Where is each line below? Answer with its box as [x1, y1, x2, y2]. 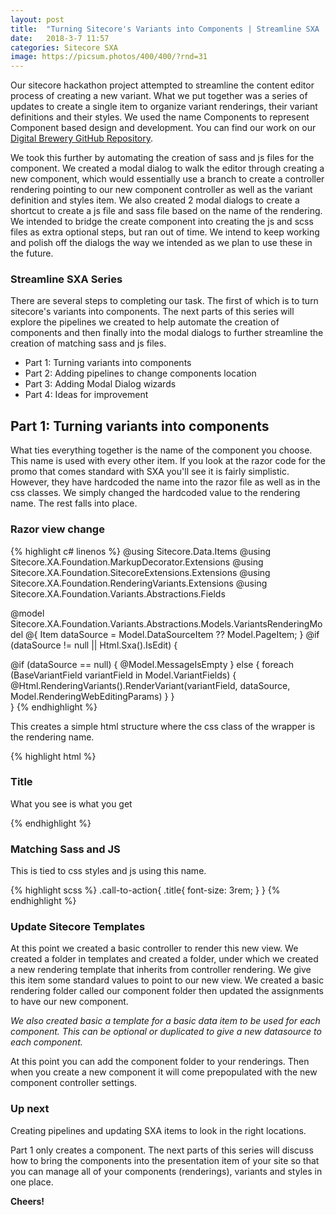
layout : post [10, 14, 65, 25]
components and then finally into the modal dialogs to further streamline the [10, 327, 324, 339]
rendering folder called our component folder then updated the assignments [10, 985, 324, 997]
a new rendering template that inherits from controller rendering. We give [10, 964, 312, 976]
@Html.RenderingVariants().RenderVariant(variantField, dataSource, [10, 679, 291, 691]
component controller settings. [10, 1077, 138, 1089]
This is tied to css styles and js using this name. [10, 865, 207, 877]
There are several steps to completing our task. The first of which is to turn [10, 295, 319, 307]
